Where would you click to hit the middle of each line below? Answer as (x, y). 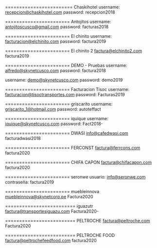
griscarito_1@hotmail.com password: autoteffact (53, 109)
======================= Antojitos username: (58, 22)
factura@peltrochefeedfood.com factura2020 (51, 240)
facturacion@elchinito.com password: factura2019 (55, 41)
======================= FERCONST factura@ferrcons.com (73, 148)
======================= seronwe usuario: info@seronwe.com (75, 177)
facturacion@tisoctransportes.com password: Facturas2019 (65, 95)
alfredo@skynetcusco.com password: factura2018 (55, 71)
